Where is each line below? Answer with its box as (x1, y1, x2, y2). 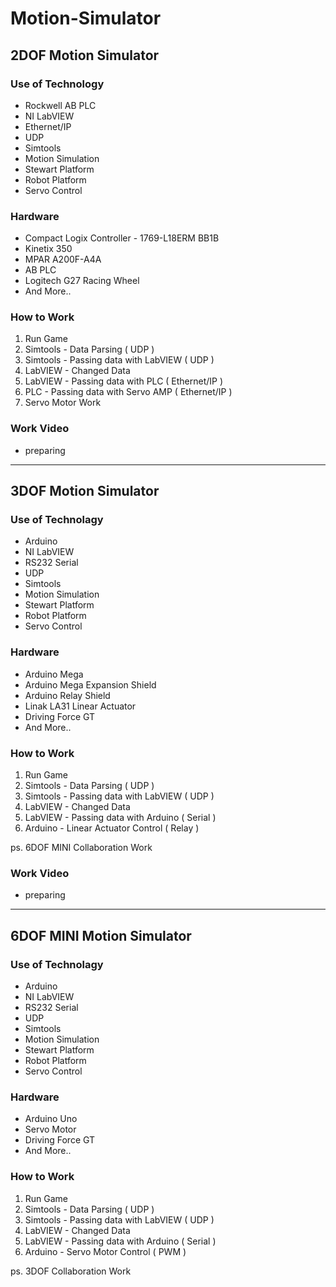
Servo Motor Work (24, 397, 102, 409)
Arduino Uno (24, 1113, 78, 1125)
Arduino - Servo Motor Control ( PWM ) (24, 1245, 187, 1257)
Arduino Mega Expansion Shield (24, 678, 157, 691)
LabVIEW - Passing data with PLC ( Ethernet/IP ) (24, 375, 224, 387)
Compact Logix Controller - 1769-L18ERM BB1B (24, 232, 220, 244)
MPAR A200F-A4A (24, 253, 102, 266)
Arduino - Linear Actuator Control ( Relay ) (24, 822, 200, 834)
